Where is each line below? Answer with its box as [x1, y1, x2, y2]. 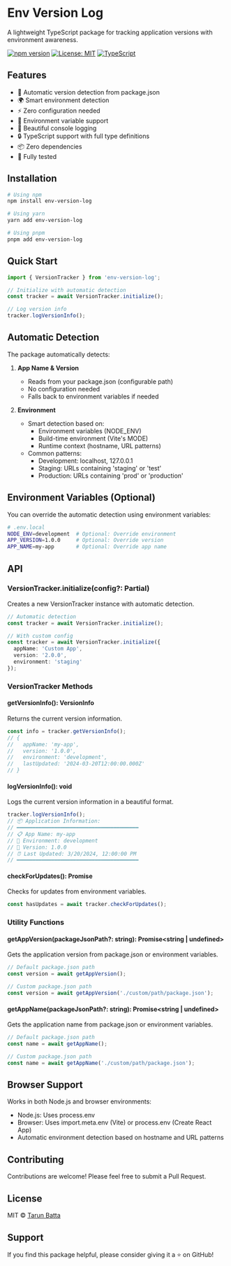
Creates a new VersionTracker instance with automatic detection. [7, 599, 195, 608]
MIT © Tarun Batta [7, 1211, 61, 1220]
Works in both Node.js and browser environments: [7, 1097, 152, 1106]
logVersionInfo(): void [7, 782, 73, 791]
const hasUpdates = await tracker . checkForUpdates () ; [7, 901, 167, 908]
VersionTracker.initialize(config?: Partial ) [7, 583, 150, 593]
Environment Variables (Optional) [7, 492, 156, 503]
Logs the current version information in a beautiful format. [7, 798, 174, 806]
